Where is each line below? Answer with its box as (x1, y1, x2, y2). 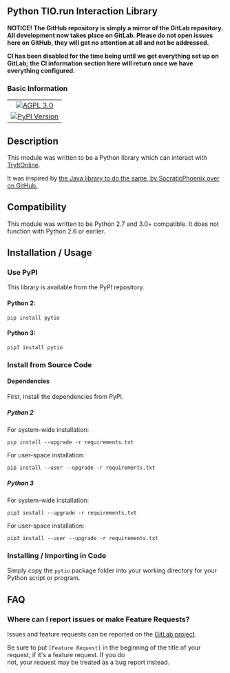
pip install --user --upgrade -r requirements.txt (7, 464, 156, 471)
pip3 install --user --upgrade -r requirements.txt (7, 535, 158, 541)
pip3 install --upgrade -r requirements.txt (7, 509, 137, 516)
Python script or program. (7, 574, 81, 582)
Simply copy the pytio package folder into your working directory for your (7, 566, 218, 574)
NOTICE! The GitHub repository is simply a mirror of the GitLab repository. (7, 23, 224, 32)
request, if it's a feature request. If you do (7, 650, 125, 659)
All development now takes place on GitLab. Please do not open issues (7, 31, 213, 39)
